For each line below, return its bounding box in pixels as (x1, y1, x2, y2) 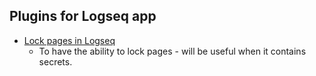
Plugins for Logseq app (9, 8, 157, 25)
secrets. (38, 55, 73, 68)
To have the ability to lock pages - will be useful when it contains (38, 45, 307, 57)
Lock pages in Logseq (23, 34, 116, 46)
